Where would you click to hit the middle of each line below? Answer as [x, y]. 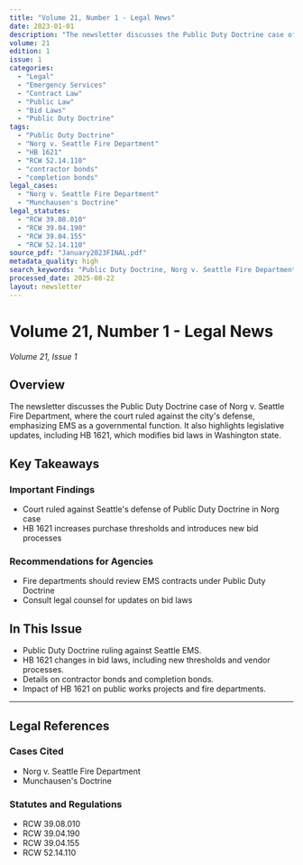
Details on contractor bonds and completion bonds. [118, 680]
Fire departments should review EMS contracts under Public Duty [144, 581]
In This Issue [46, 629]
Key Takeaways [55, 463]
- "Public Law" [46, 102]
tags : [19, 127]
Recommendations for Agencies [82, 561]
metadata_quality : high [54, 262]
